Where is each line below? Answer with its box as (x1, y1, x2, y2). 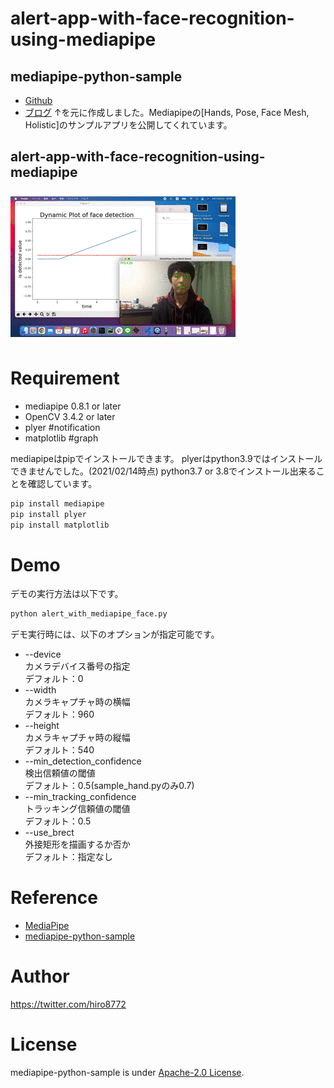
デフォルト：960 (24, 708, 95, 721)
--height (24, 720, 60, 732)
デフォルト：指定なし (24, 851, 113, 863)
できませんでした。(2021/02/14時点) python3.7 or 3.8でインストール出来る (10, 465, 317, 477)
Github (24, 95, 53, 106)
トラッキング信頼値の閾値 (24, 803, 131, 815)
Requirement (10, 367, 120, 389)
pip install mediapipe (10, 498, 105, 509)
